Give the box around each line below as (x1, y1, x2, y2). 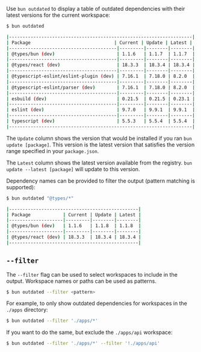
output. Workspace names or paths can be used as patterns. (6, 277, 156, 284)
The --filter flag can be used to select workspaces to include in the (6, 271, 178, 278)
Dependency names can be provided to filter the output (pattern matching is (6, 177, 196, 184)
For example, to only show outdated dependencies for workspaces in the (6, 300, 188, 307)
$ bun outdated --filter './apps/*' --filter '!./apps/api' (6, 341, 161, 347)
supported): (6, 183, 36, 190)
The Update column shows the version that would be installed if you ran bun (6, 134, 193, 142)
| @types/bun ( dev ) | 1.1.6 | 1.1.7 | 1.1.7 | (6, 51, 196, 57)
